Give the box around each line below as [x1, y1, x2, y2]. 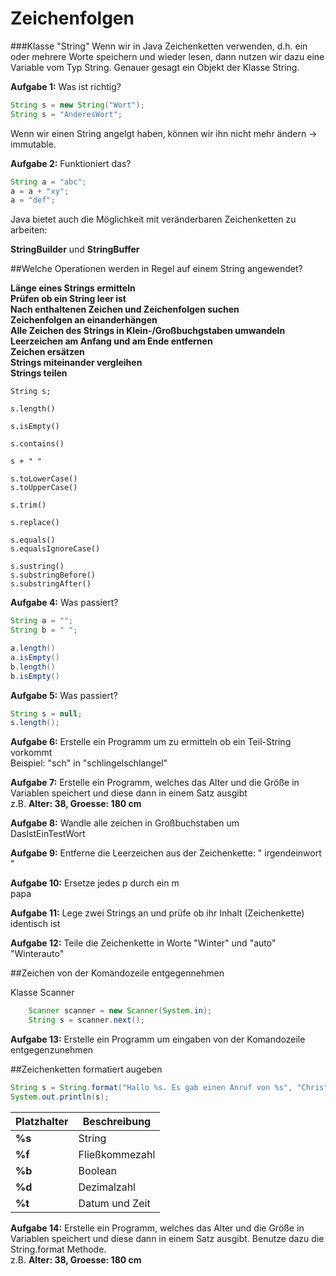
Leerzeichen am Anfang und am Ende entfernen [10, 335, 213, 347]
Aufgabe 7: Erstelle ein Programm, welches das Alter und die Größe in [10, 777, 300, 789]
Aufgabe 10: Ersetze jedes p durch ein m [10, 877, 180, 889]
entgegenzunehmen [10, 1044, 94, 1056]
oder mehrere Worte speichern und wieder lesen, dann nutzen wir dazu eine [10, 50, 325, 62]
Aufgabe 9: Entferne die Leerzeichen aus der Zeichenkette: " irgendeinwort [10, 847, 322, 859]
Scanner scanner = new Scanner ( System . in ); [28, 1006, 213, 1016]
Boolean [78, 1163, 118, 1177]
